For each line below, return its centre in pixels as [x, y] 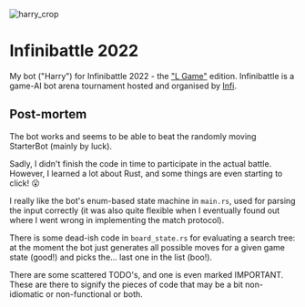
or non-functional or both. [94, 294]
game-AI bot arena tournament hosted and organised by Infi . [123, 86]
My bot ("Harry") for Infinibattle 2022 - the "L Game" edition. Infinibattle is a [152, 76]
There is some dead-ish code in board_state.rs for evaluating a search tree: [152, 238]
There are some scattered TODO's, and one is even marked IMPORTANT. [147, 274]
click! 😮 [25, 183]
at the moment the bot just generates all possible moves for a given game [147, 247]
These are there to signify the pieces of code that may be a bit [127, 284]
